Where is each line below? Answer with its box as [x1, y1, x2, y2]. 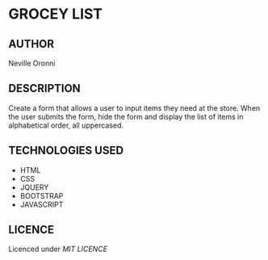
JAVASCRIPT [19, 199, 64, 209]
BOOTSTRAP [19, 191, 64, 200]
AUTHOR [8, 37, 55, 51]
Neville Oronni [8, 58, 56, 68]
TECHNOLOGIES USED [8, 144, 124, 157]
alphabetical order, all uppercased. [8, 120, 124, 130]
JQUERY [19, 182, 49, 192]
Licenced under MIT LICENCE [8, 244, 107, 254]
